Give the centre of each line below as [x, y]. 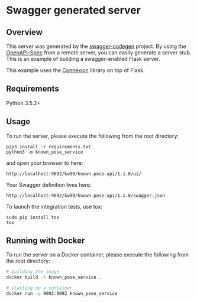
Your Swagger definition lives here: [49, 184]
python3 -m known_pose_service [45, 152]
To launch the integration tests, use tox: [54, 206]
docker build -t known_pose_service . [54, 277]
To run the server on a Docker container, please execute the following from [98, 255]
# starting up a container [39, 288]
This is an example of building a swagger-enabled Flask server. [83, 59]
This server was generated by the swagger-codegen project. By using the [96, 46]
